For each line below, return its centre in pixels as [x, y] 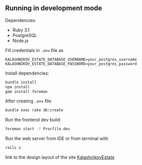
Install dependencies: [27, 73]
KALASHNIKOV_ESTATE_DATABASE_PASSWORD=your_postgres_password [71, 64]
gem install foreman [27, 91]
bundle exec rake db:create [34, 110]
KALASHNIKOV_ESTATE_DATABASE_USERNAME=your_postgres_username [71, 59]
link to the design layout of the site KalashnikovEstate [60, 157]
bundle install [21, 82]
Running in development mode [54, 8]
